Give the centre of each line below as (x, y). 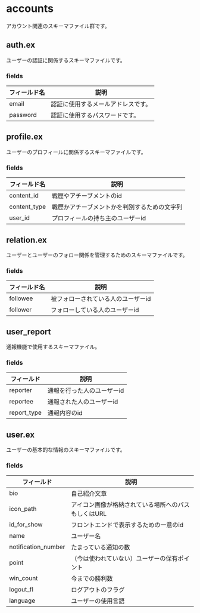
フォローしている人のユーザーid (95, 310)
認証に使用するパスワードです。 (95, 115)
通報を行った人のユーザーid (86, 391)
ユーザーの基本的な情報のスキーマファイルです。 (66, 450)
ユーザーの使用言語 (98, 601)
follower (21, 310)
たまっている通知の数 (101, 547)
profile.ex (24, 137)
